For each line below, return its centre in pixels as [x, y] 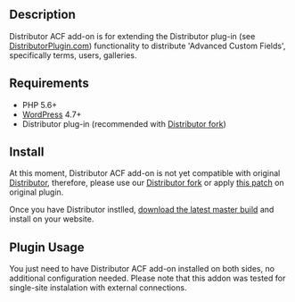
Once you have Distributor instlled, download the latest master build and [142, 210]
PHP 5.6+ [40, 105]
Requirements [49, 84]
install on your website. [52, 219]
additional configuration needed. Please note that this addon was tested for [147, 278]
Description [42, 15]
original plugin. [37, 192]
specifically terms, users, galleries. [73, 55]
